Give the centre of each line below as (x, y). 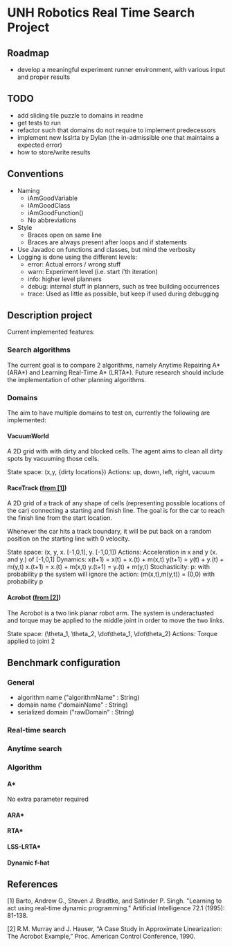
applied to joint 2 (31, 641)
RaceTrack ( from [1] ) (37, 488)
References (33, 884)
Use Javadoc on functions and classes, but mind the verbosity (106, 249)
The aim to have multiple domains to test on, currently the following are (109, 413)
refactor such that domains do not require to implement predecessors (117, 130)
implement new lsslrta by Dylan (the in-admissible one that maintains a (118, 137)
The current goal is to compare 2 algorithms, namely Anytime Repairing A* (114, 365)
